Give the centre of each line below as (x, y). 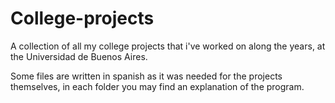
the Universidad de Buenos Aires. (79, 56)
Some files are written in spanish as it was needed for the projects (146, 76)
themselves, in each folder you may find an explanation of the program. (157, 86)
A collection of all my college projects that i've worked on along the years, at (168, 46)
